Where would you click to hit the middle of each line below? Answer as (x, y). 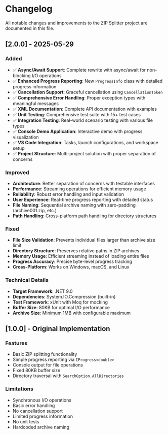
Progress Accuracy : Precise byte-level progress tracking (72, 261)
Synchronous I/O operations (42, 400)
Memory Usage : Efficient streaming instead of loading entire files (81, 256)
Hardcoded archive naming (41, 427)
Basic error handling (34, 405)
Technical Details (27, 280)
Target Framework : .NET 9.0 (43, 291)
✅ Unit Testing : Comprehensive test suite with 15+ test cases (76, 114)
